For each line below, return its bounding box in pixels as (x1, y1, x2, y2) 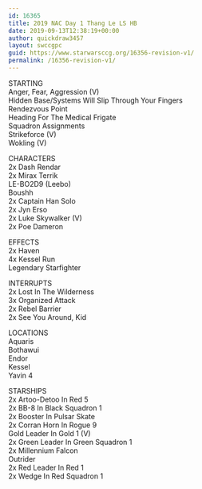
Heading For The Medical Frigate (8, 112, 117, 122)
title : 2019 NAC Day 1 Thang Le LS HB (8, 19, 137, 27)
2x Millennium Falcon (8, 446, 78, 455)
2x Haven (8, 245, 40, 255)
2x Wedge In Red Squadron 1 (8, 471, 104, 481)
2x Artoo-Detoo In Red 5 (8, 394, 89, 404)
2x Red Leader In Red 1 (8, 463, 84, 472)
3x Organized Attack (8, 295, 76, 305)
